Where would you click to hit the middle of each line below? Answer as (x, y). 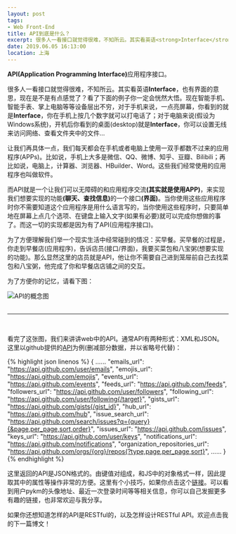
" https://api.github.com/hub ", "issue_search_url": (78, 414)
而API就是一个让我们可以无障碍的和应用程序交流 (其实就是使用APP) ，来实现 (116, 189)
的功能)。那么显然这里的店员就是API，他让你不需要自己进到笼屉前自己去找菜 (118, 257)
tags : (15, 20)
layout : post (26, 14)
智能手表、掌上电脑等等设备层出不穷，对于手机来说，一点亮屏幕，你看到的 (115, 106)
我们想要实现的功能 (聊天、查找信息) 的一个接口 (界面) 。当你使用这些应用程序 (117, 198)
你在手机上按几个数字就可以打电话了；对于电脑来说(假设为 (131, 115)
